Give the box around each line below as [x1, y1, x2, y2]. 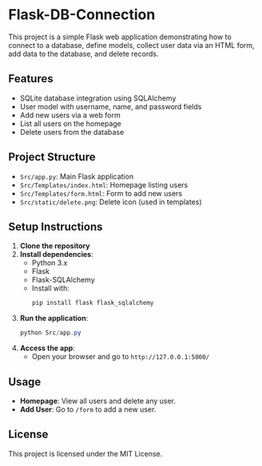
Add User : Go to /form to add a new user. [19, 405, 157, 414]
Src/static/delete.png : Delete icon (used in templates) [19, 197, 202, 207]
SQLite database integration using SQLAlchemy [19, 93, 177, 103]
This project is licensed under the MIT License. [8, 448, 163, 458]
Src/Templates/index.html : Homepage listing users [19, 180, 189, 189]
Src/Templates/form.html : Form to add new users [19, 188, 183, 198]
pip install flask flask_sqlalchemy [31, 299, 154, 307]
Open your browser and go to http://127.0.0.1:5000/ [31, 352, 210, 361]
